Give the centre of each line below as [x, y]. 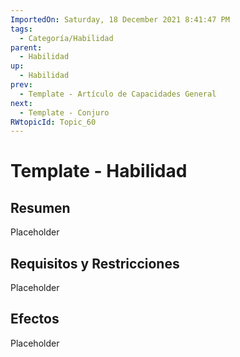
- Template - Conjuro [64, 112]
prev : [21, 85]
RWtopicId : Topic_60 [53, 122]
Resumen [40, 207]
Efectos [35, 319]
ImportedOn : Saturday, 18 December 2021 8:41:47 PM [120, 19]
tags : [21, 29]
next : [21, 103]
